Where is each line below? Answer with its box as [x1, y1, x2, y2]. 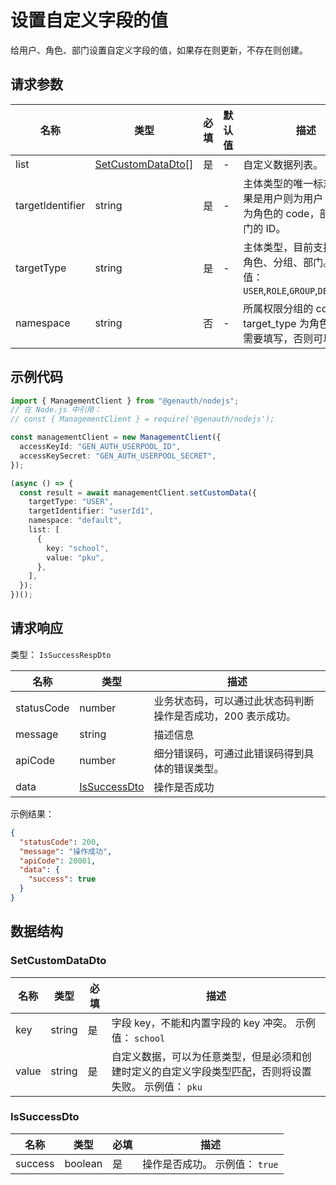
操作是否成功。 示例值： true [142, 1157, 279, 1171]
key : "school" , [46, 543, 110, 553]
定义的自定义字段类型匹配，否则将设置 [131, 1064, 312, 1078]
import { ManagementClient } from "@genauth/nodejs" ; [10, 396, 240, 406]
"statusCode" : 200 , [19, 837, 101, 847]
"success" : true [28, 874, 97, 885]
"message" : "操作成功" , [19, 846, 113, 856]
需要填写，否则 [243, 331, 314, 345]
